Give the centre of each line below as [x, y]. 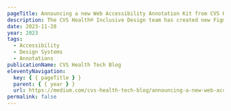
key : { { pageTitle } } [47, 78]
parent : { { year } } [44, 84]
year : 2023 [23, 33]
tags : [15, 39]
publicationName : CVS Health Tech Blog [64, 65]
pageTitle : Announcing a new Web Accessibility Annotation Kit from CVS [113, 13]
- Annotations [33, 59]
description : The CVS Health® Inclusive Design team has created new [109, 20]
